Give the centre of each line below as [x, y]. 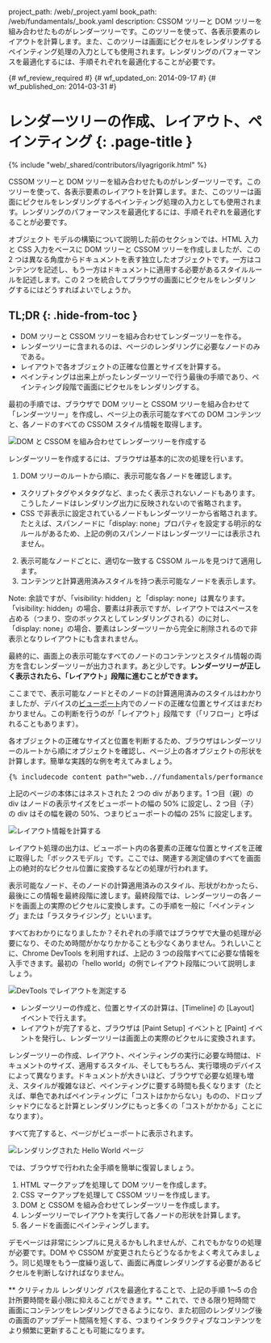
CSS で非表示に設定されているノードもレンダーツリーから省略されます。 [141, 513]
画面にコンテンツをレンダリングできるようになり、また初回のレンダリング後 [135, 1310]
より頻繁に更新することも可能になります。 [79, 1330]
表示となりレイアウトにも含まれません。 [75, 638]
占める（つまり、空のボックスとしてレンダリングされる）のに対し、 [121, 618]
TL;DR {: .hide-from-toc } [73, 316]
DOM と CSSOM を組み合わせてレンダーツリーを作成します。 [122, 1205]
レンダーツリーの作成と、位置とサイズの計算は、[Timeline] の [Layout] [137, 1007]
